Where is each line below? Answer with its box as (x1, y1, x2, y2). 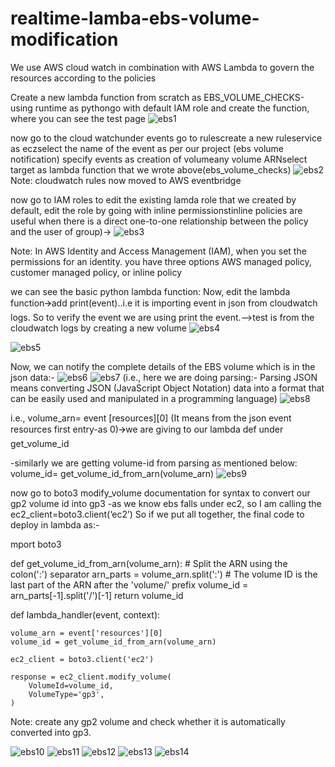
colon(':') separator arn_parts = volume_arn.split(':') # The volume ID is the (10, 568, 318, 580)
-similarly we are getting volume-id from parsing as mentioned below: (10, 457, 298, 469)
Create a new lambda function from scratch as (10, 91, 202, 103)
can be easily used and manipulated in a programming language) (10, 392, 278, 404)
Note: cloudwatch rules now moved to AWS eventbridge (10, 174, 242, 186)
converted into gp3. (10, 726, 92, 738)
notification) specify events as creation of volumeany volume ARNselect (10, 153, 308, 165)
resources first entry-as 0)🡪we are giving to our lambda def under (10, 423, 284, 435)
